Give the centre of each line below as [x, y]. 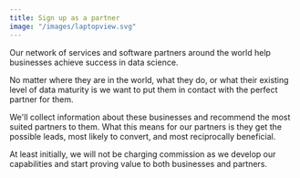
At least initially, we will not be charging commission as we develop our [143, 154]
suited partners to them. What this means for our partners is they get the [146, 126]
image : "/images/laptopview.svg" [73, 26]
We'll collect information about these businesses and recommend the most [150, 117]
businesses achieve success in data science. [94, 62]
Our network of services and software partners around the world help [140, 52]
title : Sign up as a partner [65, 18]
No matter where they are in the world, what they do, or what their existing [149, 79]
